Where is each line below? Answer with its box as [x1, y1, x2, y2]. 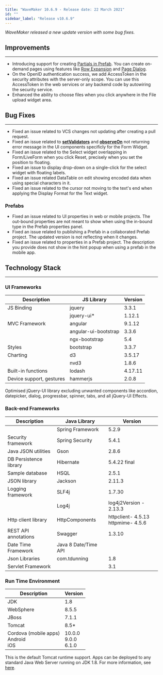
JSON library [7, 477, 37, 484]
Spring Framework [56, 426, 99, 432]
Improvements [5, 43, 50, 51]
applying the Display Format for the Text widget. [12, 190, 109, 196]
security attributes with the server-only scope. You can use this [12, 76, 139, 82]
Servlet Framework [7, 563, 51, 570]
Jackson [56, 477, 77, 484]
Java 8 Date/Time [56, 541, 98, 548]
